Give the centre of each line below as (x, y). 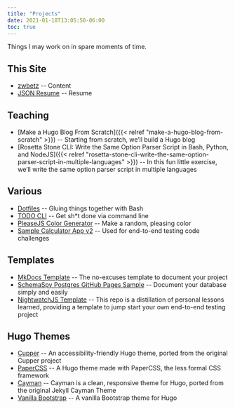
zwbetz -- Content (44, 86)
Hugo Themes (39, 336)
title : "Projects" (34, 14)
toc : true (22, 27)
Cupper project (39, 361)
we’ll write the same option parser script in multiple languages (107, 169)
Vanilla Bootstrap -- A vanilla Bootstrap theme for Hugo (97, 398)
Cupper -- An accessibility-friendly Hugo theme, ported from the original (122, 353)
